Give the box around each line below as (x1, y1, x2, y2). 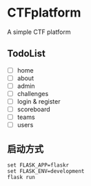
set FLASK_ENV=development (7, 168, 85, 175)
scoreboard (17, 105, 50, 113)
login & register (17, 97, 61, 105)
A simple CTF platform (7, 28, 71, 36)
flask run (7, 174, 36, 181)
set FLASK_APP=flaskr (7, 162, 70, 169)
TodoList (7, 48, 46, 59)
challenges (17, 89, 49, 97)
